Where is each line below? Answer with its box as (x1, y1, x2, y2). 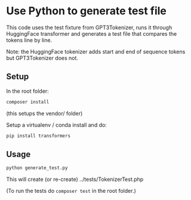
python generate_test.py (6, 165, 68, 171)
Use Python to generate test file (6, 4, 167, 18)
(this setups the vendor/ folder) (6, 110, 83, 117)
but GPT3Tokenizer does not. (6, 54, 79, 61)
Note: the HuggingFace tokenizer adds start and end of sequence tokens (6, 48, 186, 55)
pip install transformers (6, 133, 70, 139)
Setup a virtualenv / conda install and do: (6, 121, 107, 129)
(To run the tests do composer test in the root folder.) (6, 187, 136, 195)
